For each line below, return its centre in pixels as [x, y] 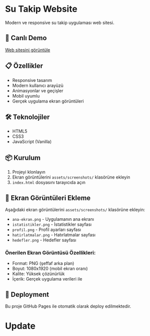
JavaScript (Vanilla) [32, 142]
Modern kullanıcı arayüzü [38, 85]
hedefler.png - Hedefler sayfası [44, 240]
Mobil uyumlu [26, 96]
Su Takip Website [41, 9]
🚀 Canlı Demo [26, 38]
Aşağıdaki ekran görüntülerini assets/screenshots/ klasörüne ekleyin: [75, 210]
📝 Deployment [27, 295]
